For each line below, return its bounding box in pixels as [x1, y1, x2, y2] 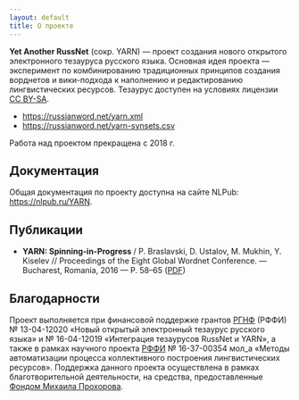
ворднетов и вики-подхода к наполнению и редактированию [9, 74, 244, 85]
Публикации [9, 222, 83, 237]
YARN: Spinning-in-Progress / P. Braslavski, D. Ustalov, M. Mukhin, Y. [21, 246, 282, 257]
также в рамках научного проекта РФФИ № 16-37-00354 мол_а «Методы [9, 343, 290, 354]
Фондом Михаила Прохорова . [9, 380, 123, 391]
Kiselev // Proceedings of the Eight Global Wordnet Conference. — [21, 255, 268, 266]
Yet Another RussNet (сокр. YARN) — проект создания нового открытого [9, 46, 287, 56]
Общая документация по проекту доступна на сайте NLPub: [9, 187, 239, 197]
